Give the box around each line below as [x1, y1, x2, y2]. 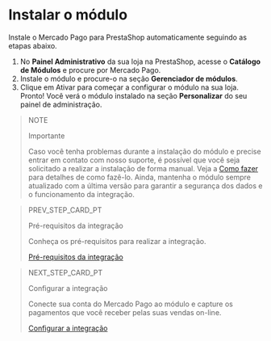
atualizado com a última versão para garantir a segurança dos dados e [27, 180, 263, 191]
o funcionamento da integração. [27, 189, 135, 199]
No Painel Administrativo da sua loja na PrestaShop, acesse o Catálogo [19, 57, 261, 66]
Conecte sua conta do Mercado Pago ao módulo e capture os [27, 299, 234, 309]
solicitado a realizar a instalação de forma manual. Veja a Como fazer [27, 163, 259, 173]
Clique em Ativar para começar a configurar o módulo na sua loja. [19, 82, 240, 92]
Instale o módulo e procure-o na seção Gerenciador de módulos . [19, 74, 238, 83]
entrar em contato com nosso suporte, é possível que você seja [27, 155, 240, 165]
